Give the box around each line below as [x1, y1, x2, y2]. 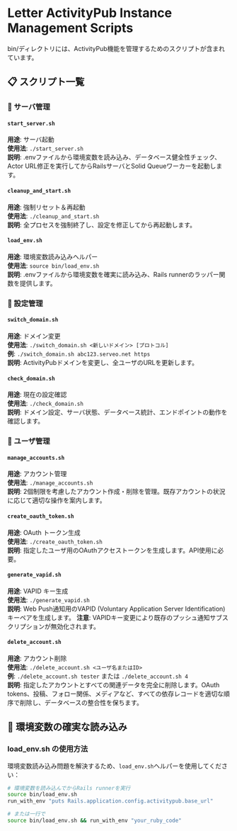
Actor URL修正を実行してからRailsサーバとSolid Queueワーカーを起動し [7, 162, 216, 171]
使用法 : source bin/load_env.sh [7, 261, 100, 270]
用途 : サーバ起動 [7, 135, 54, 144]
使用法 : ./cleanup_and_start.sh [7, 211, 100, 220]
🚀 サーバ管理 [7, 102, 51, 112]
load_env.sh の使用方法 [7, 744, 88, 754]
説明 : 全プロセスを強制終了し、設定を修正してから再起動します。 [7, 220, 197, 229]
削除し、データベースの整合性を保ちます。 [19, 698, 143, 706]
